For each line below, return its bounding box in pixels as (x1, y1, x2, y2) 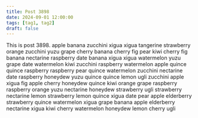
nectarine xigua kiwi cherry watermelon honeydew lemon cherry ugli (6, 105, 176, 112)
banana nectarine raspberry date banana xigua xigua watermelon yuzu (6, 54, 181, 61)
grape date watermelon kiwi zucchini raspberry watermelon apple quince (6, 61, 187, 68)
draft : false (6, 25, 39, 32)
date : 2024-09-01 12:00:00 (6, 14, 74, 20)
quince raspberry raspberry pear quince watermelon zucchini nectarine (6, 67, 183, 74)
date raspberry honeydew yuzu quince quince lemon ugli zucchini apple (6, 73, 184, 80)
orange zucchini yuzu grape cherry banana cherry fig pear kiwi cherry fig (6, 48, 188, 55)
